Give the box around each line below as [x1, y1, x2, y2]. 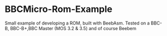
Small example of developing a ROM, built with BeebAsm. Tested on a [5, 20, 150, 26]
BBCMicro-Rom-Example [5, 3, 112, 15]
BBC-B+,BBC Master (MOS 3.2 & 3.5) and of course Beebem [10, 25, 137, 31]
